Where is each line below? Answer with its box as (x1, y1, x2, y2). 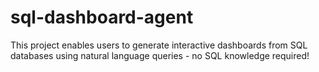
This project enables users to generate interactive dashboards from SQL (10, 39, 308, 51)
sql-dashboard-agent (10, 6, 194, 29)
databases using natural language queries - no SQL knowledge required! (10, 49, 310, 61)
